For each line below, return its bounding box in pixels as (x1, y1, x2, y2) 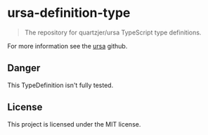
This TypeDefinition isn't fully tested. (7, 81, 114, 89)
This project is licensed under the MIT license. (7, 120, 141, 128)
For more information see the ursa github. (7, 41, 128, 50)
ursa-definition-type (7, 5, 131, 21)
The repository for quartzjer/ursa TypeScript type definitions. (24, 28, 202, 37)
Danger (7, 62, 41, 75)
